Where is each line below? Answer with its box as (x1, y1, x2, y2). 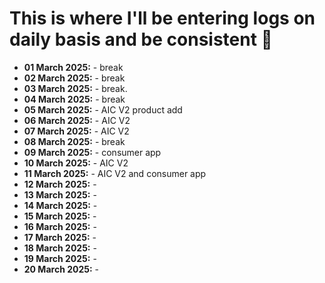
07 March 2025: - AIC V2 (23, 125, 130, 137)
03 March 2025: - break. (23, 82, 128, 94)
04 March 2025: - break (23, 93, 126, 105)
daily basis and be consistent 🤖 (9, 28, 273, 51)
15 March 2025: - (23, 210, 97, 222)
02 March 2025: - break (23, 72, 126, 84)
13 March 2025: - (23, 188, 97, 201)
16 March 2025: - (23, 220, 97, 232)
